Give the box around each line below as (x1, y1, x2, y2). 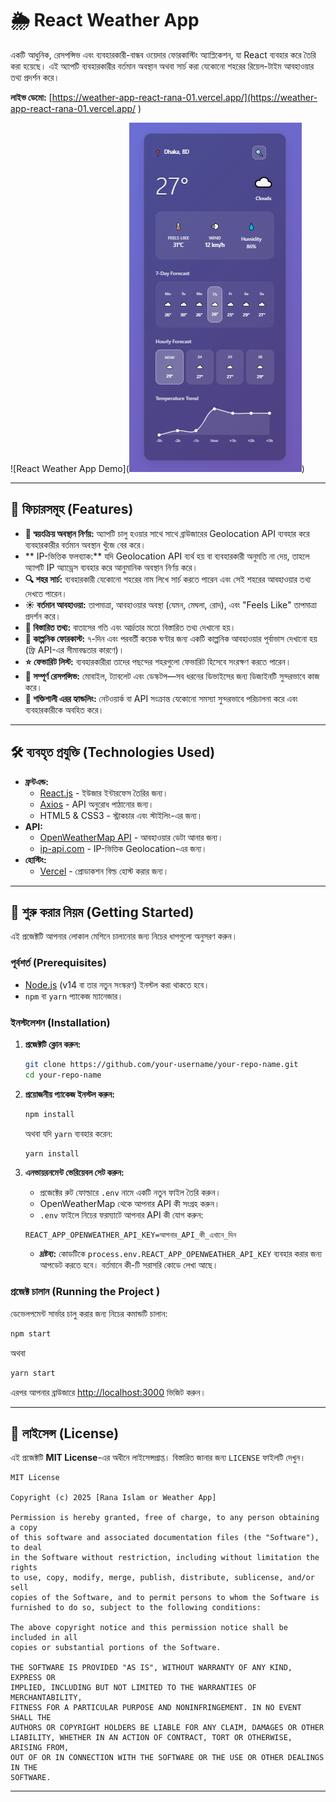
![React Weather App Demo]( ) (10, 462, 305, 474)
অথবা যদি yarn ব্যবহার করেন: (24, 1127, 113, 1139)
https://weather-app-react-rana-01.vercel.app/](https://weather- (51, 91, 318, 103)
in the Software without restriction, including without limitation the (10, 1553, 320, 1563)
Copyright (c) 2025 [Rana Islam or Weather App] (10, 1493, 217, 1503)
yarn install (24, 1148, 80, 1159)
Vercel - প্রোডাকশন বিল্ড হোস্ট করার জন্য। (39, 865, 170, 877)
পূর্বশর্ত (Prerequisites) (10, 956, 107, 970)
